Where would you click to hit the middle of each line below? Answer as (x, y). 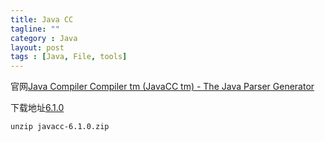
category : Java (44, 38)
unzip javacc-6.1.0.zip (60, 127)
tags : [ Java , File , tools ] (69, 57)
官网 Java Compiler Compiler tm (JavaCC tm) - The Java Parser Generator (162, 87)
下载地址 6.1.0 (37, 108)
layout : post (37, 47)
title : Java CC (42, 19)
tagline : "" (35, 29)
